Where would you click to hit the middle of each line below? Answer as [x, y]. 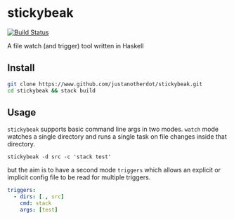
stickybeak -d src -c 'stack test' [59, 157]
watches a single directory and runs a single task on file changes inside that [117, 137]
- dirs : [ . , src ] [39, 197]
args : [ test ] [39, 209]
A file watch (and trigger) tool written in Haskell [76, 46]
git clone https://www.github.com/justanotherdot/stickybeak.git [105, 84]
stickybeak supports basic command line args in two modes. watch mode [113, 129]
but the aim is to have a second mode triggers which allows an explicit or [114, 170]
